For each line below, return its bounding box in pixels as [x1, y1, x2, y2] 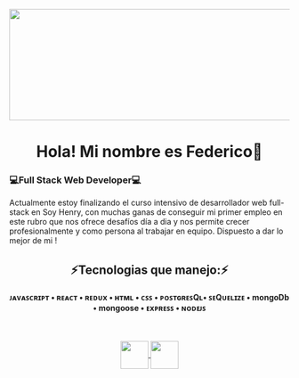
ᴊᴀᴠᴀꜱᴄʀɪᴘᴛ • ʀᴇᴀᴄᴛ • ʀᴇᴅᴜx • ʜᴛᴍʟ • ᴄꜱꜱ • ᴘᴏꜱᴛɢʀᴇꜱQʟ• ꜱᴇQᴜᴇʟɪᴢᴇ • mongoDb [9, 292, 290, 303]
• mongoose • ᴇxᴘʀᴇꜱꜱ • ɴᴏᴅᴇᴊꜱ [93, 303, 206, 314]
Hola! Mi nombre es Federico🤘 [36, 142, 263, 162]
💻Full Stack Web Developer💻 [9, 174, 141, 186]
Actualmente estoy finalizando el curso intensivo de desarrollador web [9, 197, 268, 209]
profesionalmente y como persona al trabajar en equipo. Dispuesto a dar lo [9, 226, 284, 236]
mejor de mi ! [9, 235, 58, 246]
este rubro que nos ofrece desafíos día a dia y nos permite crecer [9, 217, 250, 227]
